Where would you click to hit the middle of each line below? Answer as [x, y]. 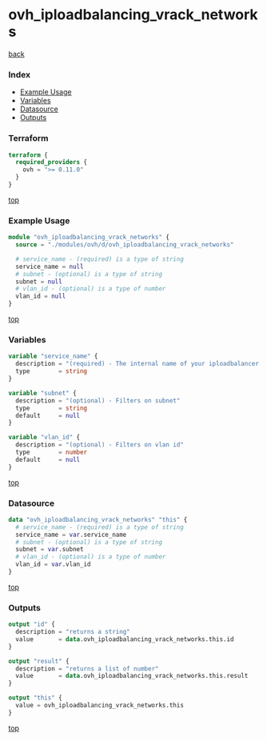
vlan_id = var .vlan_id [53, 565]
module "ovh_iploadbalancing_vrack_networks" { [89, 238]
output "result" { [39, 661]
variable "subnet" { [43, 393]
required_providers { [52, 162]
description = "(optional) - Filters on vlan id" [100, 445]
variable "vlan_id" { [44, 438]
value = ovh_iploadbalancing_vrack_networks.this [100, 706]
